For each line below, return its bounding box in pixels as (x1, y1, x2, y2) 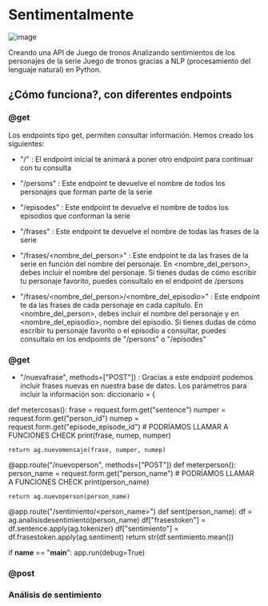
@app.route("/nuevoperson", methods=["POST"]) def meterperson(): (8, 459, 236, 470)
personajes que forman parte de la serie (19, 187, 153, 196)
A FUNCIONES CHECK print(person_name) (8, 477, 150, 487)
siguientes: (8, 139, 45, 148)
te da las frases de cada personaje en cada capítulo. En (19, 300, 203, 309)
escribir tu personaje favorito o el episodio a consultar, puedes (19, 325, 226, 335)
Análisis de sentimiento (8, 589, 102, 600)
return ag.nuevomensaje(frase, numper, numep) (8, 446, 166, 454)
